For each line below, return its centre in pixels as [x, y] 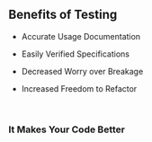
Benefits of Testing [63, 15]
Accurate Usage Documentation [81, 36]
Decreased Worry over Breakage [82, 71]
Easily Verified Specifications [75, 54]
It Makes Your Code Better [67, 129]
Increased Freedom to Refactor [79, 88]
